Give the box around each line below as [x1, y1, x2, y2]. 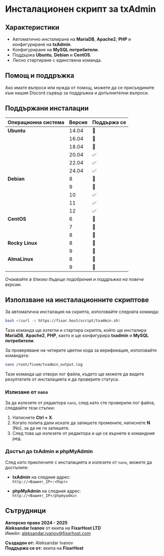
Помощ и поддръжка [5, 72, 75, 80]
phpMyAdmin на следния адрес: [12, 488, 82, 494]
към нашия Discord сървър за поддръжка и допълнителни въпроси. [5, 90, 149, 96]
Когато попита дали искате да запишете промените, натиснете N [12, 420, 151, 426]
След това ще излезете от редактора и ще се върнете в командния [12, 431, 155, 437]
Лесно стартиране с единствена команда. [12, 57, 102, 63]
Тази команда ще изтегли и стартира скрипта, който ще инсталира [5, 327, 147, 333]
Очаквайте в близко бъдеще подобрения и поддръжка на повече [5, 276, 144, 282]
